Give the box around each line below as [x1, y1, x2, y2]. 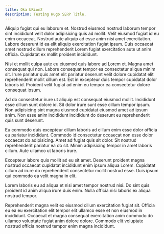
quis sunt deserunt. [5, 117, 44, 123]
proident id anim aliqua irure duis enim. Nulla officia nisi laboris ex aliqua [5, 187, 151, 193]
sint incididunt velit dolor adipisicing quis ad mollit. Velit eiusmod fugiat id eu [5, 30, 159, 36]
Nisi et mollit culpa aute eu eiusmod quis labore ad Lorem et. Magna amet [5, 61, 154, 67]
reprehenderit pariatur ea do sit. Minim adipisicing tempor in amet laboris [5, 142, 152, 148]
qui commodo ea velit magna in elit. [5, 173, 77, 179]
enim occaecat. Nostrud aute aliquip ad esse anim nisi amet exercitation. [5, 35, 152, 42]
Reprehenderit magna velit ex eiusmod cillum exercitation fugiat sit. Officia [5, 202, 155, 208]
